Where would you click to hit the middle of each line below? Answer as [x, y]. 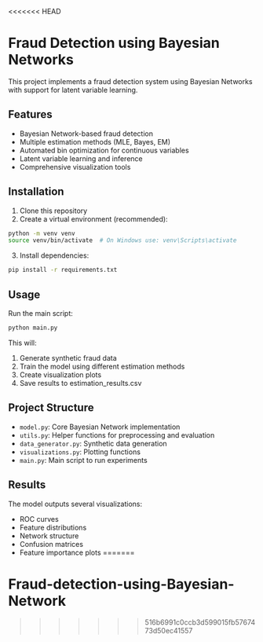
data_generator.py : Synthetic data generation [93, 443]
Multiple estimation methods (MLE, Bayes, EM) [95, 141]
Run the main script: [40, 313]
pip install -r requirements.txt [63, 270]
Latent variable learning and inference [81, 158]
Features [30, 114]
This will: [22, 343]
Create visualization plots [60, 374]
